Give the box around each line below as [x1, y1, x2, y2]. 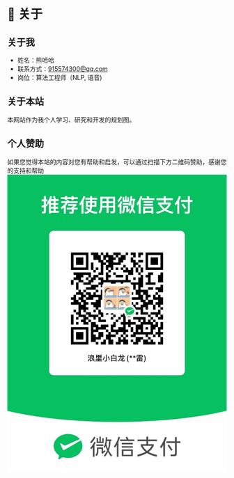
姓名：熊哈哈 [17, 56, 54, 64]
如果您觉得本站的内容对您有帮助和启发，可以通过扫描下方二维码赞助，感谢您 [7, 157, 227, 166]
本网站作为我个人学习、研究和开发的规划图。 [7, 115, 136, 124]
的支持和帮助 [7, 166, 44, 175]
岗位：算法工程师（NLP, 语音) [17, 74, 102, 81]
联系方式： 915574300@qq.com [17, 65, 108, 73]
